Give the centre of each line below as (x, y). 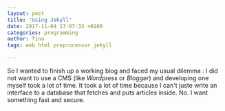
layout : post (26, 13)
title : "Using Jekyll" (40, 20)
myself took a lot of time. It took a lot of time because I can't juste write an (112, 85)
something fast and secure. (46, 100)
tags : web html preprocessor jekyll (60, 45)
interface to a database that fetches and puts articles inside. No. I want (108, 92)
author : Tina (26, 39)
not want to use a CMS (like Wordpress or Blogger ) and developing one (108, 78)
